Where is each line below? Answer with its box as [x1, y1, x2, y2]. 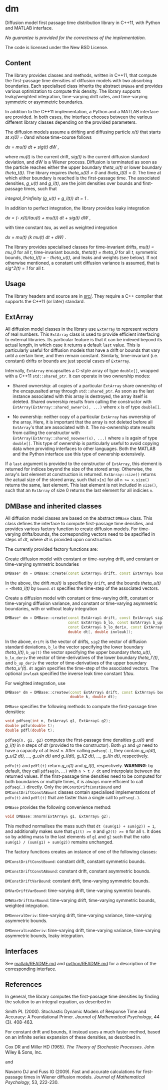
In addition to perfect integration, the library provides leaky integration [5, 205, 150, 211]
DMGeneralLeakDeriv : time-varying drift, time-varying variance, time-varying [5, 927, 161, 933]
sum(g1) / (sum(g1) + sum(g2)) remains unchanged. [5, 839, 114, 845]
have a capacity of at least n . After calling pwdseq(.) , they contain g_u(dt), [5, 747, 157, 753]
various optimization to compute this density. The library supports [5, 88, 141, 94]
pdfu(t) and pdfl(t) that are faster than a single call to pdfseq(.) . [5, 794, 141, 800]
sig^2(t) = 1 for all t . [5, 265, 45, 271]
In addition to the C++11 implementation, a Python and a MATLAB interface [5, 108, 159, 114]
